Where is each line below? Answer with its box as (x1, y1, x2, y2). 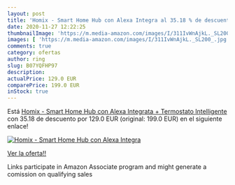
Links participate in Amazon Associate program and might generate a (7, 163, 207, 171)
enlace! (7, 122, 29, 131)
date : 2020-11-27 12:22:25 (7, 23, 86, 30)
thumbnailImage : (7, 29, 55, 37)
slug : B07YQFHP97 (7, 62, 58, 69)
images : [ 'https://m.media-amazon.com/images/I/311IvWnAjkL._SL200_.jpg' (7, 36, 230, 43)
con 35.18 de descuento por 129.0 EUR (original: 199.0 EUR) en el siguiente (7, 114, 222, 123)
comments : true (7, 43, 52, 50)
